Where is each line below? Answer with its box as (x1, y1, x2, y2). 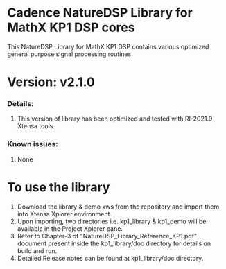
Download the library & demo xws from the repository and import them (17, 202, 220, 211)
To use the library (7, 179, 110, 195)
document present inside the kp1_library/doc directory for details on (17, 239, 211, 248)
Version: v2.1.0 (7, 74, 95, 90)
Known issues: (7, 139, 59, 149)
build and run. (17, 246, 58, 254)
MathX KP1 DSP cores (7, 19, 135, 35)
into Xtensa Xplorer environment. (17, 209, 112, 218)
